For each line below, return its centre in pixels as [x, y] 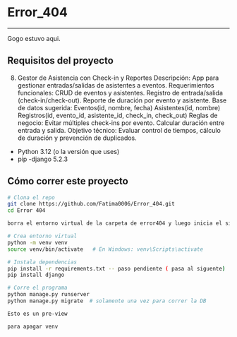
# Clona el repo [31, 197]
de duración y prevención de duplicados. [77, 138]
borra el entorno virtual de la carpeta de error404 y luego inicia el [115, 223]
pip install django [36, 275]
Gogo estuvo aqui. [34, 38]
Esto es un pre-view [38, 314]
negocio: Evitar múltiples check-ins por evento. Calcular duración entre [121, 123]
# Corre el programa [38, 288]
